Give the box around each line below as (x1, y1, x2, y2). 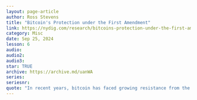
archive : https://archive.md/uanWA (6, 69, 93, 75)
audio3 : (6, 58, 25, 64)
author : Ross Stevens (6, 14, 59, 20)
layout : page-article (6, 8, 59, 15)
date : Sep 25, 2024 (6, 36, 54, 42)
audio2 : (6, 52, 25, 58)
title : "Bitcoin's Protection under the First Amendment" (6, 19, 151, 25)
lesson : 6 (6, 42, 30, 48)
